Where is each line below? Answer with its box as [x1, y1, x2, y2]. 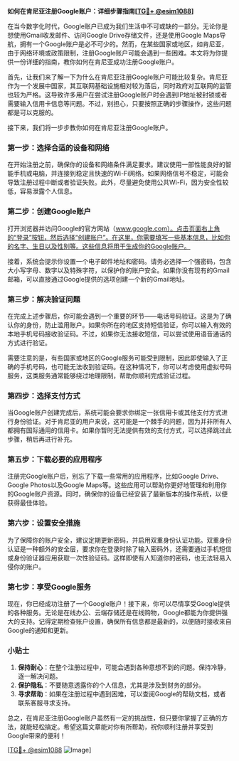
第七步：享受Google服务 [7, 582, 91, 592]
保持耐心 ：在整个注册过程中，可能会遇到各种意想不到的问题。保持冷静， [17, 663, 230, 671]
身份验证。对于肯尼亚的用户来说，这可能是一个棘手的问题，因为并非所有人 [13, 417, 232, 426]
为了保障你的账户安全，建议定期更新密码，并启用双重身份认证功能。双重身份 [7, 536, 232, 544]
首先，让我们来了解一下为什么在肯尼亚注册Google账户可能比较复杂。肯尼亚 [7, 73, 228, 81]
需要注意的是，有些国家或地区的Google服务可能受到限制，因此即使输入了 [7, 353, 222, 362]
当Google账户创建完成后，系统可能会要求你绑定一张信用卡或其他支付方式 [7, 408, 222, 417]
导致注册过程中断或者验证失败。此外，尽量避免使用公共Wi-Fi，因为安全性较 [7, 178, 229, 187]
